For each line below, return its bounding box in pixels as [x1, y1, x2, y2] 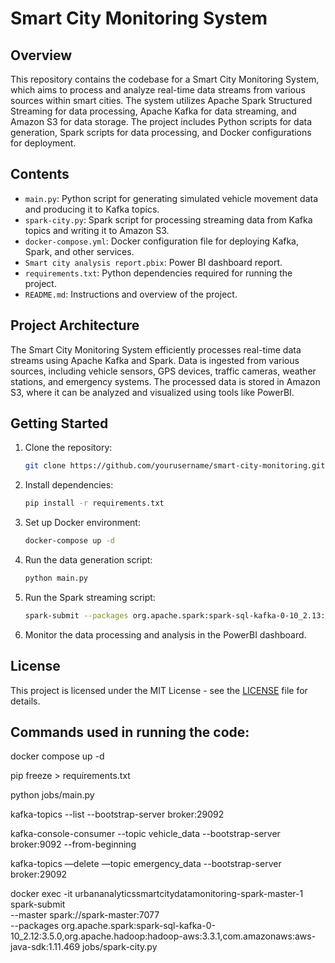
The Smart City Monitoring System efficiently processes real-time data [10, 343, 302, 356]
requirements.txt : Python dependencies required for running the [24, 267, 293, 279]
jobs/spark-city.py [82, 941, 158, 953]
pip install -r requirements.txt [24, 498, 165, 509]
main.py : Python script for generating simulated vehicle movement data [24, 192, 319, 204]
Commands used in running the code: [10, 724, 250, 741]
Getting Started [10, 415, 109, 432]
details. [10, 695, 41, 707]
